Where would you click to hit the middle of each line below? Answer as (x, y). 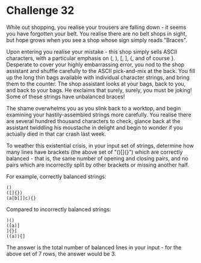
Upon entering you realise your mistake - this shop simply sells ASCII (92, 51)
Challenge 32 (40, 11)
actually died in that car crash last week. (56, 134)
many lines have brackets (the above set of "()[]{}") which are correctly (94, 152)
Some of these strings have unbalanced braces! (66, 97)
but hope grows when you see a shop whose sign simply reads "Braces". (97, 40)
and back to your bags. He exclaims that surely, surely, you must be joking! (99, 90)
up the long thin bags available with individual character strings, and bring (98, 77)
